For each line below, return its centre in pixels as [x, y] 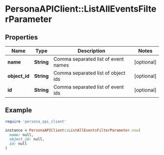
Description [92, 51]
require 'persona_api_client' [36, 121]
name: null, [22, 135]
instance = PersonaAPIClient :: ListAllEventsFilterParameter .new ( [73, 130]
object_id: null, [27, 139]
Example [19, 110]
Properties [21, 37]
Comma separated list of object [89, 73]
